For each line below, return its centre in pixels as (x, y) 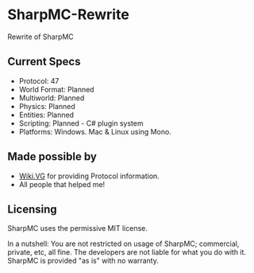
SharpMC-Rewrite (69, 15)
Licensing (32, 209)
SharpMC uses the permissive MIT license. (78, 228)
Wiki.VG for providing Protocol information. (89, 176)
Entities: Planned (46, 115)
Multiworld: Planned (52, 98)
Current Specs (44, 62)
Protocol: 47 (39, 80)
